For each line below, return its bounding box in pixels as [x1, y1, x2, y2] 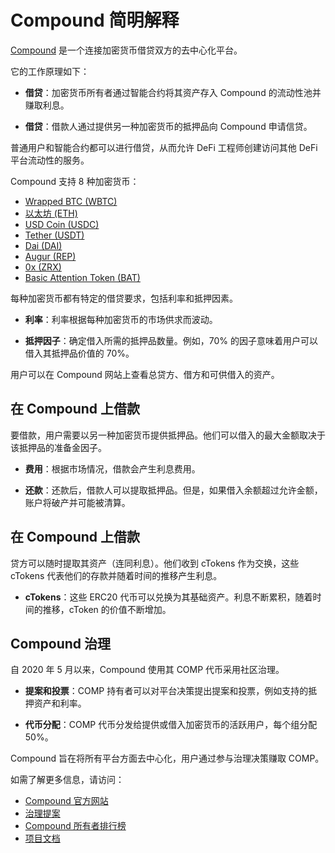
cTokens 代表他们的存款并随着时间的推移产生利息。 [10, 569, 223, 581]
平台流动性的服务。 [10, 154, 90, 166]
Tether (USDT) [24, 229, 85, 241]
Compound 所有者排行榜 [24, 820, 127, 832]
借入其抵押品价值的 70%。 [24, 347, 135, 359]
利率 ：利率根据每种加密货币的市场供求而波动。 [24, 313, 218, 325]
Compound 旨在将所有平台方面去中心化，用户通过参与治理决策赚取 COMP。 [10, 752, 325, 765]
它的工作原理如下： [10, 65, 90, 77]
